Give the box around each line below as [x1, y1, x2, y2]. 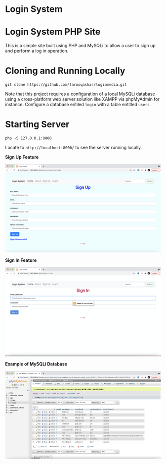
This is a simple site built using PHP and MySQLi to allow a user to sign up [5, 43, 156, 49]
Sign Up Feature [5, 154, 39, 160]
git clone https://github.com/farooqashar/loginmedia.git [5, 82, 127, 87]
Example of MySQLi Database [5, 361, 68, 367]
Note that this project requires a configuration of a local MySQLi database [5, 91, 155, 97]
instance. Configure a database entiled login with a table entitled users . [5, 102, 151, 108]
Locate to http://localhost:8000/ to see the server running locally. [5, 145, 142, 150]
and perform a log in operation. [5, 48, 69, 54]
